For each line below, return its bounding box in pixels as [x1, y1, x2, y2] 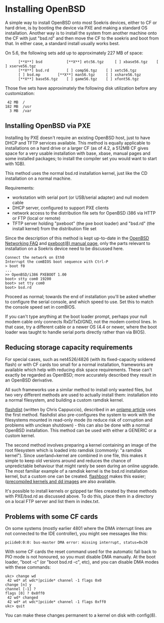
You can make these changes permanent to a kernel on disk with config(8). [5, 612, 157, 618]
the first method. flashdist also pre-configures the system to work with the [5, 411, 155, 417]
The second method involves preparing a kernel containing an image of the [5, 442, 157, 448]
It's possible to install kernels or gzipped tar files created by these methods [5, 488, 157, 494]
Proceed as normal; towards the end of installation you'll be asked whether [5, 293, 156, 299]
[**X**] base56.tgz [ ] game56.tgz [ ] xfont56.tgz [18, 76, 139, 81]
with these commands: [5, 564, 51, 570]
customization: [5, 90, 35, 96]
